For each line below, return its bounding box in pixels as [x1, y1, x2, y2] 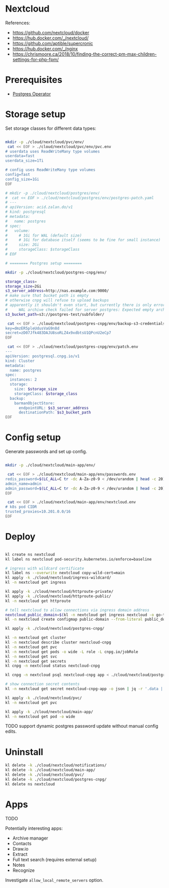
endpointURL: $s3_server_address [18, 405, 89, 410]
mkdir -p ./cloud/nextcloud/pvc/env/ [5, 139, 84, 145]
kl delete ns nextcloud [5, 781, 55, 786]
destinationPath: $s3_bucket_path [18, 410, 92, 415]
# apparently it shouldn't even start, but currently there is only [5, 303, 152, 308]
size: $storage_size [14, 387, 57, 392]
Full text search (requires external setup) [12, 856, 97, 862]
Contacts [12, 840, 32, 847]
